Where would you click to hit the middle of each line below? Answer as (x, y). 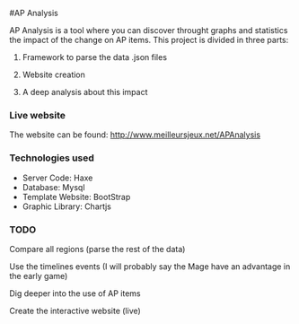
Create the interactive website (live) (75, 311)
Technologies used (52, 158)
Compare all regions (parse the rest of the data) (97, 249)
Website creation (53, 74)
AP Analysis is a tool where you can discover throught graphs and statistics (149, 30)
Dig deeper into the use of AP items (75, 293)
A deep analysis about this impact (85, 92)
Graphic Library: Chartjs (67, 206)
